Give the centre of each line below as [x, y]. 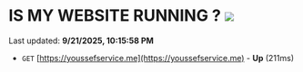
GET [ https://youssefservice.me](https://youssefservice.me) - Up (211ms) [158, 58]
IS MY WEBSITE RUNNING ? [115, 16]
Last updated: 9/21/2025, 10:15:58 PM [81, 40]
